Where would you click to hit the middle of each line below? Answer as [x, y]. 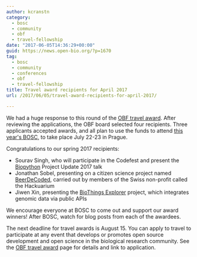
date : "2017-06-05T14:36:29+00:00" [51, 46]
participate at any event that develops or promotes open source [85, 234]
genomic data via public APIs [51, 198]
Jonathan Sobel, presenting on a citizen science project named [93, 173]
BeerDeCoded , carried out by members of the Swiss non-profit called [101, 179]
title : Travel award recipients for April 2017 [67, 90]
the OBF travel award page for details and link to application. [81, 247]
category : [19, 17]
